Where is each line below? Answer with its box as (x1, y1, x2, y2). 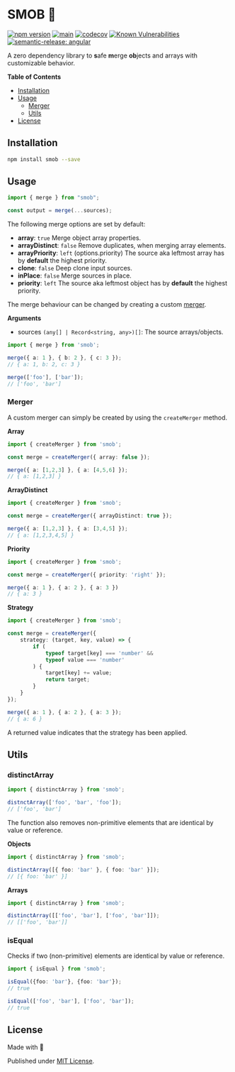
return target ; (45, 676, 91, 684)
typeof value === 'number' (45, 656, 125, 663)
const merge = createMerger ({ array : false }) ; (7, 454, 151, 461)
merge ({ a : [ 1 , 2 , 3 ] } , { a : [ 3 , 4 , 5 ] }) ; (7, 525, 129, 532)
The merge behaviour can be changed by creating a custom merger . (7, 300, 207, 309)
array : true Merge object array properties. (17, 234, 142, 242)
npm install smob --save (7, 155, 81, 163)
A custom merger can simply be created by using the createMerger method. (7, 413, 228, 422)
